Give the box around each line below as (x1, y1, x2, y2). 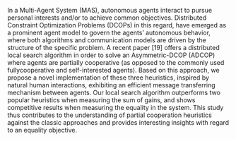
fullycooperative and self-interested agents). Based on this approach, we (7, 66, 220, 74)
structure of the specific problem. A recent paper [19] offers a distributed (7, 44, 220, 51)
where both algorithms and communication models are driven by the (7, 36, 206, 44)
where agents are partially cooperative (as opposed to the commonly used (7, 59, 225, 66)
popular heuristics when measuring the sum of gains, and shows (7, 96, 196, 104)
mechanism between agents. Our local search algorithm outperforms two (7, 88, 221, 97)
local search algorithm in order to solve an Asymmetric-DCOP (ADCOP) (7, 51, 216, 59)
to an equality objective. (7, 126, 78, 134)
